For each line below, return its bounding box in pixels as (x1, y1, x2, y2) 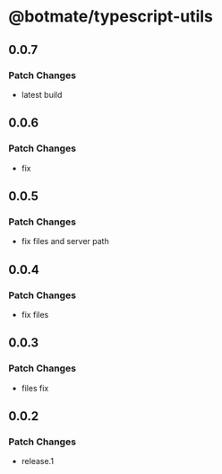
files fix (21, 382, 49, 393)
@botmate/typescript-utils (8, 6, 214, 27)
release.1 (21, 456, 55, 467)
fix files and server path (21, 236, 109, 247)
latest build (21, 89, 63, 100)
